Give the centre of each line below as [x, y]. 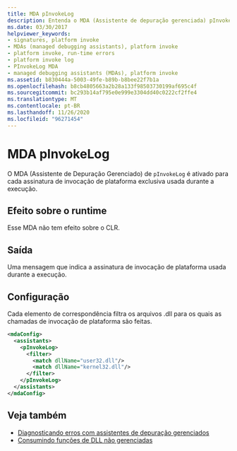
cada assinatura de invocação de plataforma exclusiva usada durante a [111, 181]
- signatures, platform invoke [53, 40]
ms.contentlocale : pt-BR [44, 106]
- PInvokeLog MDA [33, 66]
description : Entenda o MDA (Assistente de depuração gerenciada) [107, 20]
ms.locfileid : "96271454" [45, 119]
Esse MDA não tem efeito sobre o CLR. [63, 228]
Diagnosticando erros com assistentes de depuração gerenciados [113, 433]
